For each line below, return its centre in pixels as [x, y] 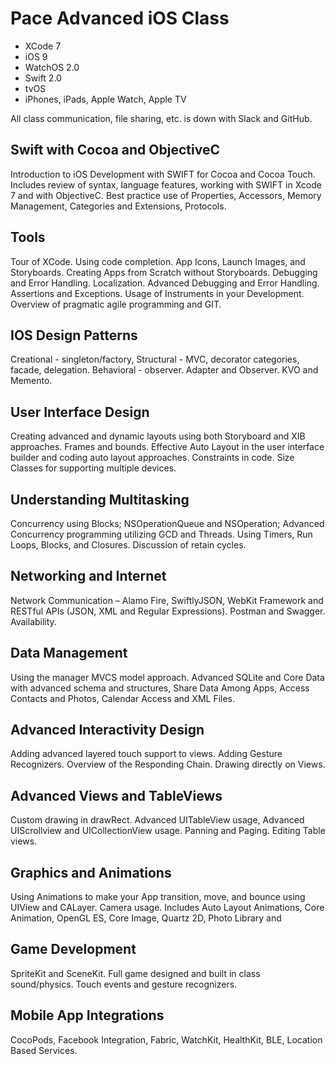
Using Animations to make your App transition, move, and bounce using [158, 897]
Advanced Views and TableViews [116, 795]
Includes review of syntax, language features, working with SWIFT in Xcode [166, 184]
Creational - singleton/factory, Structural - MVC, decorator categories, [155, 359]
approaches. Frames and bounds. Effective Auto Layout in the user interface [167, 447]
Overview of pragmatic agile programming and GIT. [116, 304]
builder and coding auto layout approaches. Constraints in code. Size [152, 458]
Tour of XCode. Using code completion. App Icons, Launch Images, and [158, 261]
